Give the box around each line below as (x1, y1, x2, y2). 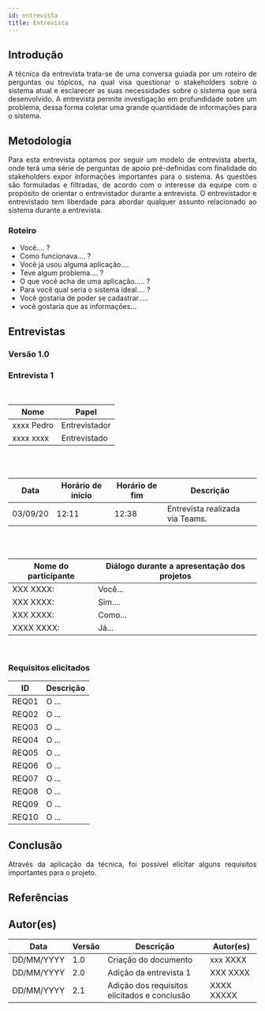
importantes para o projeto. (8, 868, 97, 877)
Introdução (8, 48, 64, 62)
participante (27, 571, 75, 582)
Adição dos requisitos (107, 980, 188, 991)
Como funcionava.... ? (19, 251, 91, 261)
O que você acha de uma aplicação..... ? (19, 277, 151, 286)
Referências (8, 891, 69, 904)
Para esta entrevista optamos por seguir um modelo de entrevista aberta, (8, 155, 257, 164)
